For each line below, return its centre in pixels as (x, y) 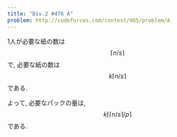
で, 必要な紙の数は (34, 65)
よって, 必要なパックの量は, (47, 103)
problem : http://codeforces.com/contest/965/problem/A (89, 20)
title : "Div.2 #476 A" (40, 14)
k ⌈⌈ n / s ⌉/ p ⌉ (118, 114)
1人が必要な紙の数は (36, 41)
